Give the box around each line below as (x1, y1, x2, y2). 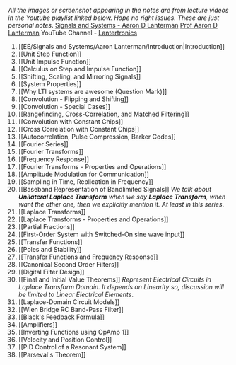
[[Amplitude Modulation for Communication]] (18, 170, 149, 178)
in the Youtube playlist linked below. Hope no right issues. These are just (8, 13, 220, 22)
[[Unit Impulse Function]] (18, 57, 91, 66)
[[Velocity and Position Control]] (18, 335, 112, 344)
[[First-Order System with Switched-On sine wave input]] (18, 230, 185, 238)
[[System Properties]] (18, 80, 82, 88)
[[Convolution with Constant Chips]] (18, 117, 124, 126)
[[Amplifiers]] (18, 320, 57, 328)
